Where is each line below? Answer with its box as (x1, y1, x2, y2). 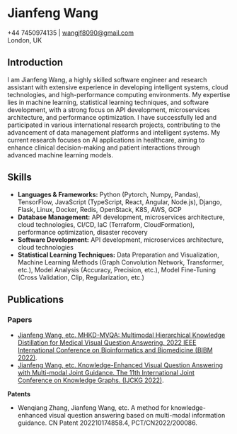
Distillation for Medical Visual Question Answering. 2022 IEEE (17, 338, 197, 347)
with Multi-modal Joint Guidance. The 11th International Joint (17, 369, 195, 377)
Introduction (7, 57, 64, 69)
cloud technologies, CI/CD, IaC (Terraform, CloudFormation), (17, 220, 195, 228)
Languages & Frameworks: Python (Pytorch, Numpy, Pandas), (17, 190, 200, 199)
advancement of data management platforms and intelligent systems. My (7, 128, 221, 136)
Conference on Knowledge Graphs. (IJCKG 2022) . (17, 376, 164, 384)
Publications (7, 293, 64, 306)
